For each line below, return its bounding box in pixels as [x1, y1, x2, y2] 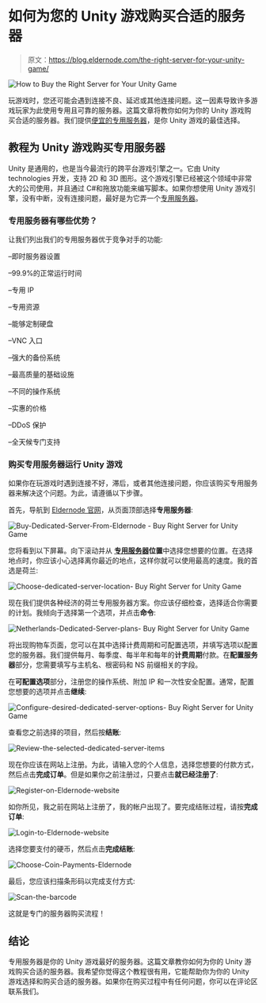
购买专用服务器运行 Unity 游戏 [8, 458, 123, 469]
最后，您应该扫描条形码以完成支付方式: [8, 877, 136, 886]
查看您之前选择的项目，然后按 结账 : [8, 727, 122, 737]
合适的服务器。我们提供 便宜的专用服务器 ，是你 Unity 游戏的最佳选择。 [14, 115, 245, 125]
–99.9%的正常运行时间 [8, 268, 82, 278]
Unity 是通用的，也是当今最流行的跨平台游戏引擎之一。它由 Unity [8, 164, 220, 173]
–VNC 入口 [8, 336, 44, 345]
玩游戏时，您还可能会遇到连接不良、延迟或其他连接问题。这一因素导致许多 [8, 95, 251, 105]
